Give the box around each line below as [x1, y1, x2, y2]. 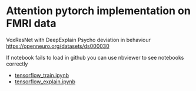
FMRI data [6, 17, 57, 30]
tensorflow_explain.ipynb [14, 78, 75, 85]
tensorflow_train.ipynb [14, 71, 69, 79]
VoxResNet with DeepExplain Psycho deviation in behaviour [6, 36, 151, 43]
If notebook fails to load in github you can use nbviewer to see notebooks [6, 54, 184, 61]
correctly [6, 60, 28, 67]
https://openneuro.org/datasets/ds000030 [6, 43, 110, 50]
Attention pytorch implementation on [6, 4, 191, 18]
